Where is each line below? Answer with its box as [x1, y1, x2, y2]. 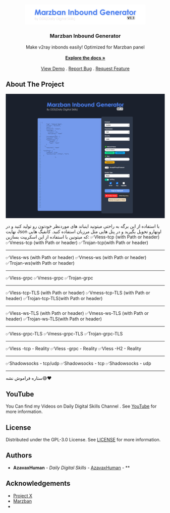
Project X [13, 492, 32, 498]
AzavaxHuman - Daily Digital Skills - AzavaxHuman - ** [13, 465, 130, 471]
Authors [6, 451, 32, 460]
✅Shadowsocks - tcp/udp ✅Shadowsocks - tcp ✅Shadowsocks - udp [6, 360, 151, 367]
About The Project [6, 80, 65, 89]
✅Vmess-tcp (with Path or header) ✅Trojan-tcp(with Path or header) [6, 240, 148, 246]
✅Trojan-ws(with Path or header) [6, 260, 75, 266]
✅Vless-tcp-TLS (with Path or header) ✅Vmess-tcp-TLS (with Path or [6, 290, 150, 296]
